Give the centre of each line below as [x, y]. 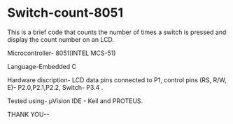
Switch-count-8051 [65, 13]
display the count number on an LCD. [61, 39]
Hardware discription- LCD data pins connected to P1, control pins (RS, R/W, [117, 80]
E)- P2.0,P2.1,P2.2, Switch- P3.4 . [55, 87]
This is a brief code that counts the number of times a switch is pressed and [117, 32]
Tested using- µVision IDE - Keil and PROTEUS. [75, 101]
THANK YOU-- [29, 114]
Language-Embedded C [42, 66]
